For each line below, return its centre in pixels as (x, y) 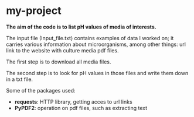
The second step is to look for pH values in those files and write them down (97, 73)
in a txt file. (20, 79)
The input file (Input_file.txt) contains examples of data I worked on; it (90, 38)
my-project (34, 11)
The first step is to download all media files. (59, 62)
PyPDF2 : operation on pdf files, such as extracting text (81, 108)
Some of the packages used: (41, 90)
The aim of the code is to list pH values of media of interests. (81, 27)
